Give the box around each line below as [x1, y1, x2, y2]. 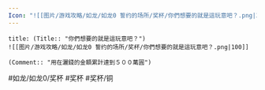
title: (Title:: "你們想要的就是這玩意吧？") [8, 35, 146, 43]
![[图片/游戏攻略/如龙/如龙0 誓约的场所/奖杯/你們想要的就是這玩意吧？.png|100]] [8, 43, 250, 51]
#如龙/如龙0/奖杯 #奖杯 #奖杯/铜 [8, 73, 114, 83]
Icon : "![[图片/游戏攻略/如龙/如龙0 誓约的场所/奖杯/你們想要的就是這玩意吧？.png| [8, 11, 256, 20]
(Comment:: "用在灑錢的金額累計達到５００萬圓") [8, 58, 152, 66]
